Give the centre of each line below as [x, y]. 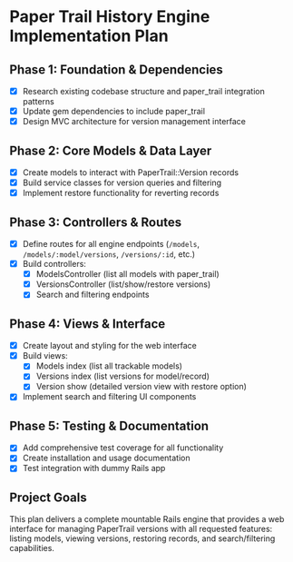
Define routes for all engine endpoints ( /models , [111, 244]
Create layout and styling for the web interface [109, 346]
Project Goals [49, 497]
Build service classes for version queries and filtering [122, 182]
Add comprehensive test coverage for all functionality [123, 448]
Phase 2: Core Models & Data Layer [111, 150]
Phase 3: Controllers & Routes [96, 222]
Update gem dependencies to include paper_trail [114, 112]
